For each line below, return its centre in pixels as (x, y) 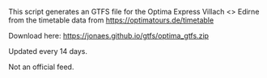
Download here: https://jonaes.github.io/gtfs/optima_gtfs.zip (108, 36)
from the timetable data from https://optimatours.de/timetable (111, 20)
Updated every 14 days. (48, 51)
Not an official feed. (41, 67)
